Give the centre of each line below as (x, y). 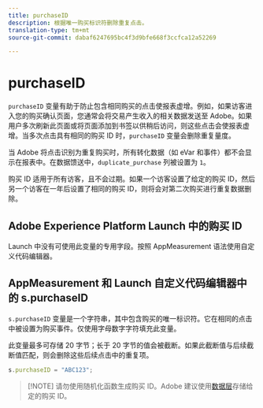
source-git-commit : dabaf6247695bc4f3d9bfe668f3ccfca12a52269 (112, 37)
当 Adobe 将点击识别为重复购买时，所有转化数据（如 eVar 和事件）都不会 (127, 152)
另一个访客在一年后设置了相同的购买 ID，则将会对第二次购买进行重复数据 (126, 189)
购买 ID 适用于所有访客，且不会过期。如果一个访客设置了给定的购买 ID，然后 (132, 179)
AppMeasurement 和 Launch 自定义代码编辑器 (123, 283)
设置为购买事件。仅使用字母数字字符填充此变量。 (101, 328)
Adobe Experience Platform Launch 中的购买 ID (125, 226)
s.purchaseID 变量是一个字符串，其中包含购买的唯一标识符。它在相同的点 (127, 318)
